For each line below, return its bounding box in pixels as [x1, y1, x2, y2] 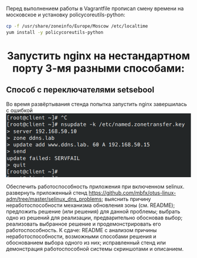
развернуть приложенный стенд [6, 189, 88, 196]
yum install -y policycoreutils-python [6, 29, 104, 35]
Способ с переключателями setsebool [6, 85, 154, 95]
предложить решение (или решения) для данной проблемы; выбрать [6, 208, 181, 215]
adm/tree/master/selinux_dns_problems [6, 196, 102, 203]
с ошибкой [6, 107, 33, 114]
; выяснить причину [101, 196, 151, 203]
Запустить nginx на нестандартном [6, 49, 191, 62]
